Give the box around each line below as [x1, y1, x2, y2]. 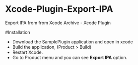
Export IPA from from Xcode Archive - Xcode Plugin [5, 20, 111, 26]
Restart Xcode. [12, 49, 43, 55]
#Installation [5, 29, 31, 35]
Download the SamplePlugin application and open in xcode [12, 38, 133, 45]
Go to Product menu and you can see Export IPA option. [12, 54, 128, 60]
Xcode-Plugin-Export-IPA [5, 3, 113, 15]
